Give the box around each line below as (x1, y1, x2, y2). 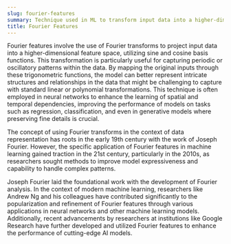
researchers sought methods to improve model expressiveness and (7, 157, 198, 166)
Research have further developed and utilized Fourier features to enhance (7, 221, 217, 230)
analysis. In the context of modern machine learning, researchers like (7, 185, 203, 193)
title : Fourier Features (7, 23, 78, 30)
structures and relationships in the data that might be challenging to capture (7, 78, 222, 87)
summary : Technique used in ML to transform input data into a (7, 16, 192, 23)
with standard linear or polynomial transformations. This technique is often (7, 85, 218, 93)
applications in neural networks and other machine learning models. (7, 207, 199, 215)
